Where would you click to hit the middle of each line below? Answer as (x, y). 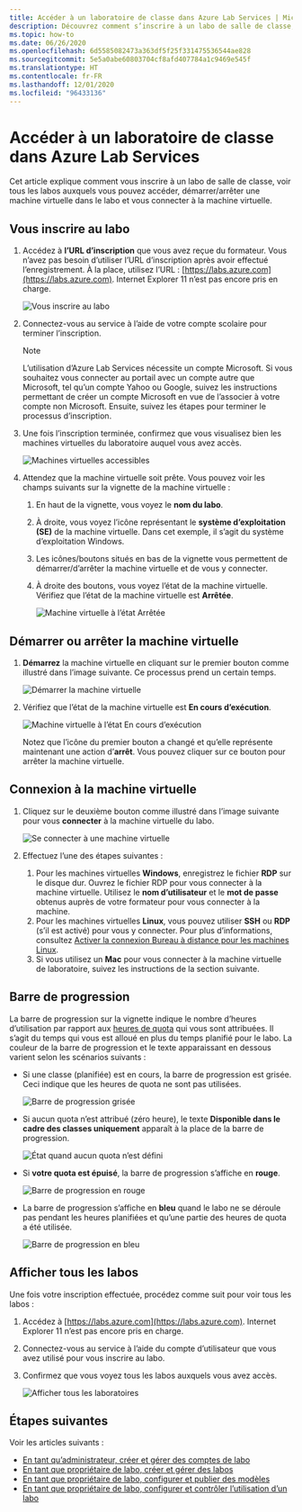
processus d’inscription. (67, 416)
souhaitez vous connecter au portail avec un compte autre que (138, 378)
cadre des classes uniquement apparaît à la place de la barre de (143, 1128)
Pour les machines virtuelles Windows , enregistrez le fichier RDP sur (164, 873)
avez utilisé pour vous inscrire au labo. (93, 1358)
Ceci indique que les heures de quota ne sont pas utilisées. (132, 1084)
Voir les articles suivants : (57, 1443)
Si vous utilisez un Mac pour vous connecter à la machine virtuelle (159, 958)
